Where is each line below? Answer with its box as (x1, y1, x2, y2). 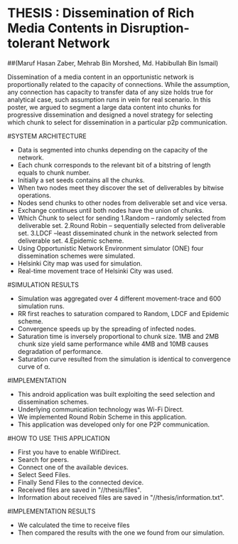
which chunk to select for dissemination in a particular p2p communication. (7, 117, 228, 126)
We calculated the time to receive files (17, 521, 130, 529)
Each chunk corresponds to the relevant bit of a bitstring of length (17, 160, 211, 169)
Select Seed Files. (17, 470, 71, 478)
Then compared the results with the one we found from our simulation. (17, 528, 225, 537)
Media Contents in (7, 20, 118, 36)
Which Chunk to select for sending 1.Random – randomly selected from (17, 214, 226, 222)
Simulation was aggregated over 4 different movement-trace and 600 (17, 294, 222, 303)
